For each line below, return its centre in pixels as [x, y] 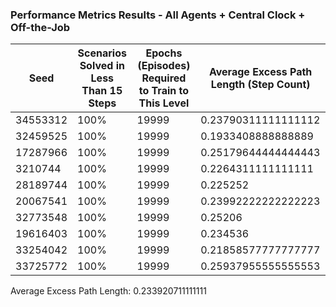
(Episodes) [164, 66]
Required [164, 78]
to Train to [164, 91]
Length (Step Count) [260, 85]
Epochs [164, 53]
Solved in [102, 66]
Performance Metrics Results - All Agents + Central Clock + [158, 15]
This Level [164, 103]
